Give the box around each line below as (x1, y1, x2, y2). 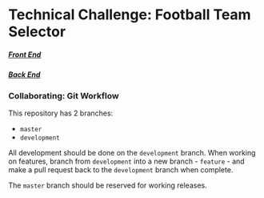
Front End (8, 50, 42, 59)
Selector (8, 22, 66, 41)
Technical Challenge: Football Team (8, 6, 251, 24)
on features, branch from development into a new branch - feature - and (8, 156, 246, 166)
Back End (8, 70, 41, 79)
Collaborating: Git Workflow (8, 90, 119, 101)
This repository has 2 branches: (8, 108, 114, 118)
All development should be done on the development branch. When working (8, 147, 256, 157)
